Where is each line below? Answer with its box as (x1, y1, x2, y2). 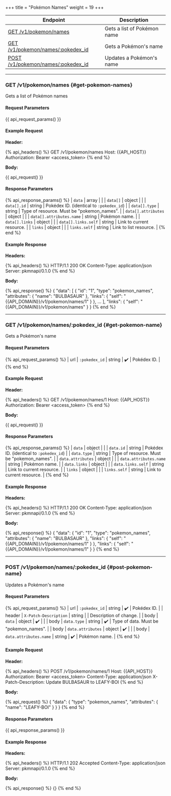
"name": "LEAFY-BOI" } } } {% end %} (5, 704, 85, 710)
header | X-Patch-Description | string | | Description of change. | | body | (5, 612, 158, 619)
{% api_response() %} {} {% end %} (5, 785, 81, 791)
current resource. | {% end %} (5, 472, 69, 478)
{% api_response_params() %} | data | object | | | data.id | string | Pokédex (5, 445, 163, 451)
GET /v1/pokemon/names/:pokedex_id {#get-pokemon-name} (5, 321, 163, 328)
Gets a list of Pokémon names (5, 93, 68, 99)
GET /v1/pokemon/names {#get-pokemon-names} (5, 81, 133, 88)
